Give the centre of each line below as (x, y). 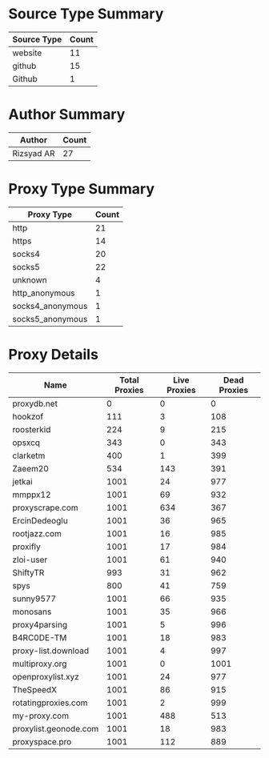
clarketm (29, 455)
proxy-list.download (51, 651)
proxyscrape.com (45, 507)
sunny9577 (34, 599)
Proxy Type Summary (81, 189)
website (27, 53)
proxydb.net (35, 403)
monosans (32, 612)
